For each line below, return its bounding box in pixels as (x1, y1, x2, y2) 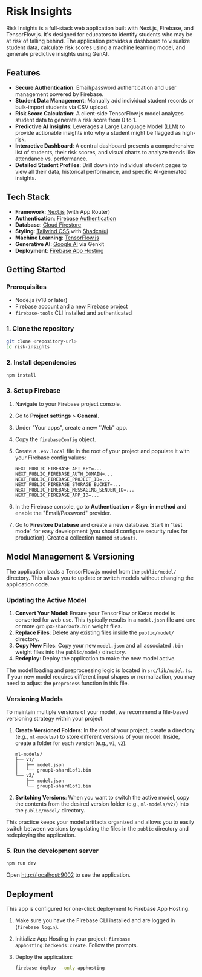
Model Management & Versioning (6, 552, 135, 562)
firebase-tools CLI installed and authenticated (15, 309, 132, 317)
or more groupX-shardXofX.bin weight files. (15, 622, 123, 629)
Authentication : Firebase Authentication (15, 214, 117, 222)
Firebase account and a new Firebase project (15, 303, 128, 310)
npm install (6, 372, 36, 378)
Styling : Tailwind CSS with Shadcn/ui (15, 227, 108, 235)
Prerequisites (6, 283, 47, 291)
